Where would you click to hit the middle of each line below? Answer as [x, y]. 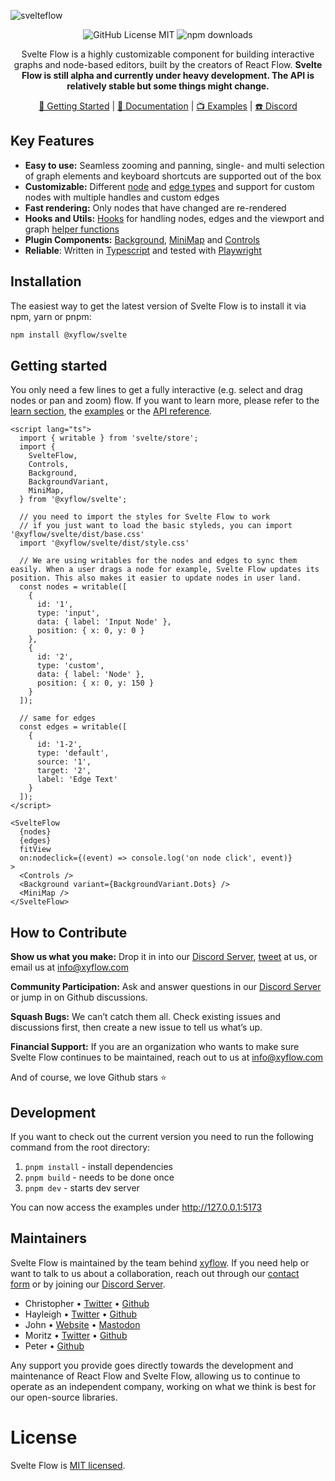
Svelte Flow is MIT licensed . [68, 1465]
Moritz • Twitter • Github [76, 1335]
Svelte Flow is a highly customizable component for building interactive [168, 54]
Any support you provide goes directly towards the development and [152, 1365]
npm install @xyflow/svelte [69, 335]
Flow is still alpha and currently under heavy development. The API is [168, 75]
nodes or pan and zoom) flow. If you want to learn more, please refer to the [165, 401]
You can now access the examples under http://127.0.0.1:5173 [136, 1207]
